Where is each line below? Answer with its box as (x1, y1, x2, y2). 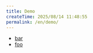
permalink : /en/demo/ (6, 19, 59, 25)
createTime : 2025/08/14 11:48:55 (6, 14, 88, 20)
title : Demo (6, 8, 35, 14)
